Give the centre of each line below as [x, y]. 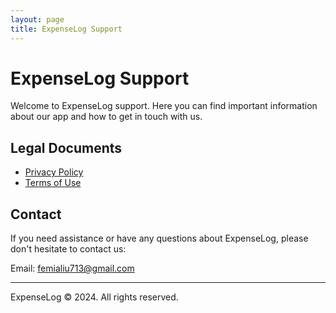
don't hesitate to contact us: [68, 249]
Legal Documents [66, 147]
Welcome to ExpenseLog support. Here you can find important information [164, 106]
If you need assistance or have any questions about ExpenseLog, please [159, 238]
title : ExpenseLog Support [66, 29]
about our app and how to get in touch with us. [106, 117]
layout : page [37, 19]
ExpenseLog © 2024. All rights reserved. [94, 297]
